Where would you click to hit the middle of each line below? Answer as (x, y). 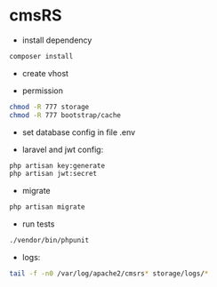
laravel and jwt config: (63, 149)
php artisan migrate (48, 207)
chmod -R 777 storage (49, 107)
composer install (41, 56)
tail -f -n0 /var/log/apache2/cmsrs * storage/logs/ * (109, 274)
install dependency (57, 40)
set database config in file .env (79, 132)
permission (43, 91)
